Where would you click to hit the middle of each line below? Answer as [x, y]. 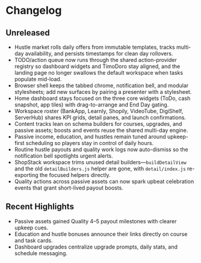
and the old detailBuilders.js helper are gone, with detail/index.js [100, 169]
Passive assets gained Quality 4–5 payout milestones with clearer [95, 221]
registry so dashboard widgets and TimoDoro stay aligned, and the [97, 66]
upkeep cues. [31, 227]
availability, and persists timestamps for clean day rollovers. [99, 54]
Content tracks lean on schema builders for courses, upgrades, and [98, 124]
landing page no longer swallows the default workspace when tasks [99, 73]
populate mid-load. [38, 79]
